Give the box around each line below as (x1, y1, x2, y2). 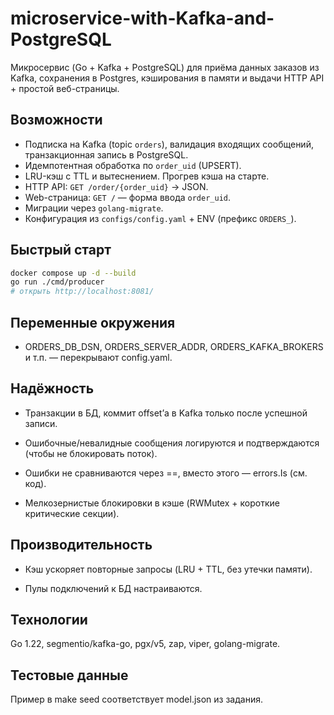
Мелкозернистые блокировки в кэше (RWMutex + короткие (24, 497, 280, 509)
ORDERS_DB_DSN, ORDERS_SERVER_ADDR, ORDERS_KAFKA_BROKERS (24, 341, 324, 352)
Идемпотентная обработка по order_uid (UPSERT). (24, 159, 242, 171)
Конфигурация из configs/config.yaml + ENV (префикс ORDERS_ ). (24, 212, 297, 224)
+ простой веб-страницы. (10, 82, 120, 94)
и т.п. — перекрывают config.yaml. (24, 352, 173, 363)
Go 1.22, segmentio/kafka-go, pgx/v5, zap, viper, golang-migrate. (10, 638, 281, 650)
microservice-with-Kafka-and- (10, 7, 275, 30)
